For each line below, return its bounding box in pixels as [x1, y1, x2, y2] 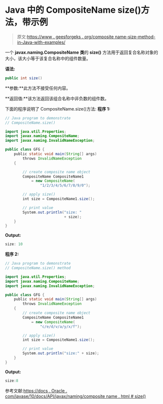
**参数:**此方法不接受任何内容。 [5, 85, 71, 91]
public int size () [5, 75, 42, 81]
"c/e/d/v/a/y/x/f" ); [40, 324, 82, 329]
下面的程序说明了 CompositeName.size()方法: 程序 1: [5, 106, 111, 112]
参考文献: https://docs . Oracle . [5, 387, 67, 394]
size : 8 [5, 378, 19, 383]
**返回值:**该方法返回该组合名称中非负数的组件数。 [5, 95, 109, 101]
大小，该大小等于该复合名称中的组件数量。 [5, 55, 91, 61]
